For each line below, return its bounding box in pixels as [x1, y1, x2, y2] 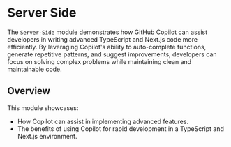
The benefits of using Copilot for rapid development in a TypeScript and [17, 124, 225, 133]
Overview [7, 85, 51, 97]
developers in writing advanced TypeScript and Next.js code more [7, 35, 198, 43]
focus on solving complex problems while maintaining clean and [7, 57, 192, 65]
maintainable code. [7, 65, 63, 73]
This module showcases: [7, 103, 79, 112]
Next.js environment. [17, 132, 77, 140]
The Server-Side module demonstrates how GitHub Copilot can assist [7, 28, 208, 36]
